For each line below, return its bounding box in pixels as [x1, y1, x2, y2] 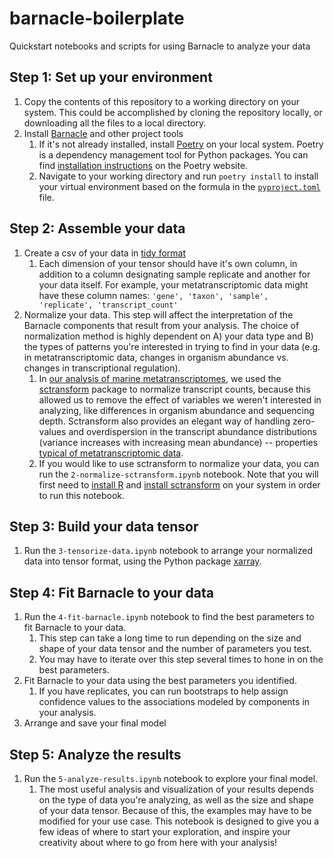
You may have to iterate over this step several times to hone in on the [38, 653, 324, 666]
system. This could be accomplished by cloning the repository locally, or [23, 106, 323, 118]
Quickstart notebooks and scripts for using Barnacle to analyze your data [9, 40, 311, 52]
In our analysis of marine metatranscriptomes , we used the [38, 372, 282, 384]
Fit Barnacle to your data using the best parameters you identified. [23, 675, 297, 687]
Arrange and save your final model [23, 717, 167, 729]
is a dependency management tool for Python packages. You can [38, 148, 309, 161]
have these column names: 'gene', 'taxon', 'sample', [38, 289, 269, 301]
